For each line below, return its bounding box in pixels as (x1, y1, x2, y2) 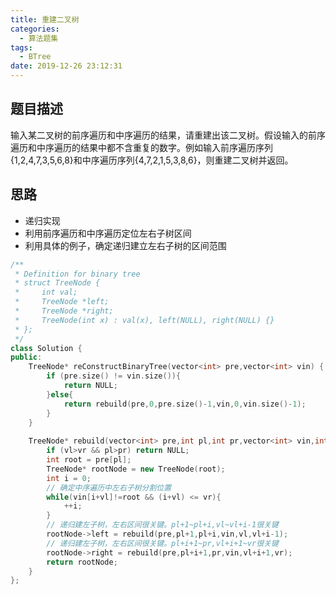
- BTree (19, 52, 52, 62)
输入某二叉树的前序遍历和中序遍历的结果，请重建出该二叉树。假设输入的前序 (10, 129, 326, 141)
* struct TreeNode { (14, 278, 101, 288)
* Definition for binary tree (14, 269, 141, 279)
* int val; (14, 287, 78, 298)
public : (10, 352, 43, 363)
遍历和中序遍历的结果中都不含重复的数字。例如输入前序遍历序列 (10, 141, 273, 153)
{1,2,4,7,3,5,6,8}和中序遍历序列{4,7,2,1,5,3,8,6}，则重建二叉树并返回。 (10, 154, 294, 166)
